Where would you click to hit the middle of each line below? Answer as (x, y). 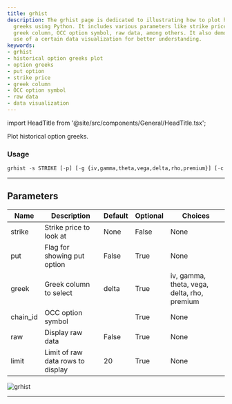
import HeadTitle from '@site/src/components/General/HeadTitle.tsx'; (107, 123)
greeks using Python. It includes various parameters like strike (111, 26)
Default (116, 216)
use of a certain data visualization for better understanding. (108, 39)
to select (58, 292)
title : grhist (28, 13)
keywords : (21, 46)
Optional (149, 216)
